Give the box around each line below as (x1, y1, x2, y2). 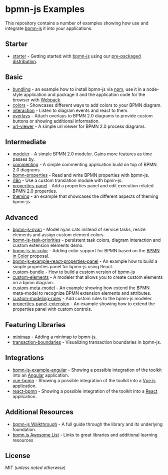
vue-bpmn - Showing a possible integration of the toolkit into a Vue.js (12, 377, 156, 383)
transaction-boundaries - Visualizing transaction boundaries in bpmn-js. (12, 339, 161, 345)
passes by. (12, 156, 35, 162)
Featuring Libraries (5, 321, 66, 329)
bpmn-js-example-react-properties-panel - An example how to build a (12, 258, 157, 264)
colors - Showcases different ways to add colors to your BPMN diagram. (12, 102, 162, 108)
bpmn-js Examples (5, 3, 85, 15)
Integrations (5, 354, 44, 362)
